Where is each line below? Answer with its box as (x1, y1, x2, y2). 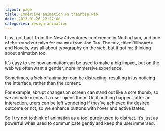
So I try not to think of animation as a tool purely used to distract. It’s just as (5, 115, 158, 121)
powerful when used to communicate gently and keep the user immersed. (5, 120, 155, 126)
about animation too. (5, 50, 47, 56)
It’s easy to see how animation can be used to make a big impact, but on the (5, 60, 159, 66)
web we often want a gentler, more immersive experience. (5, 65, 123, 71)
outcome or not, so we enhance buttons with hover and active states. (5, 105, 146, 111)
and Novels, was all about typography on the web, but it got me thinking (5, 45, 151, 51)
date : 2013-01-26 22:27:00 (5, 16, 61, 21)
